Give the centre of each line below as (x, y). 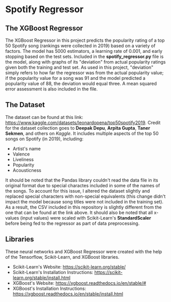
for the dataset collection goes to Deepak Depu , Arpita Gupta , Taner (78, 128)
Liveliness (23, 159)
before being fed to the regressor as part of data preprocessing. (73, 223)
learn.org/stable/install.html (41, 278)
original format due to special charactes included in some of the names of (83, 185)
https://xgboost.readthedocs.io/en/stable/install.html (68, 294)
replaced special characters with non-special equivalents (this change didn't (85, 196)
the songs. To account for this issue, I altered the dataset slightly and (78, 191)
